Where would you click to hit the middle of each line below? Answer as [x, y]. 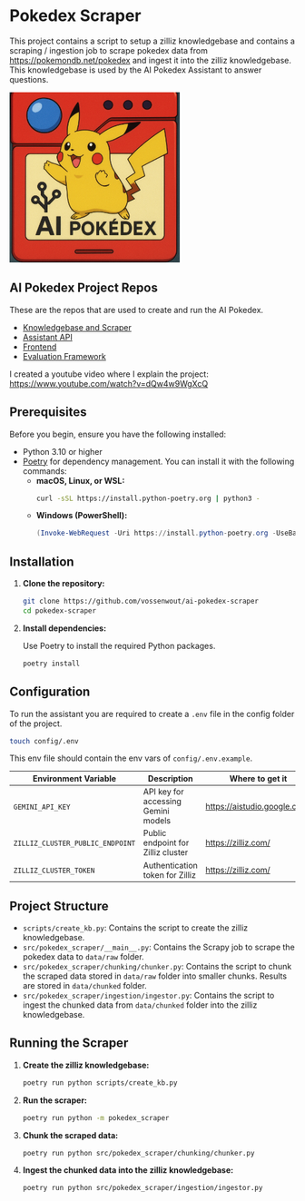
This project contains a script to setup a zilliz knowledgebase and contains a [152, 41]
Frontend [39, 347]
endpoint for [166, 843]
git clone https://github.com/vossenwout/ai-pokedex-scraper [141, 601]
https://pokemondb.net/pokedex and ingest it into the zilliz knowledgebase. [151, 60]
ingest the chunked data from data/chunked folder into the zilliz [140, 1005]
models [157, 821]
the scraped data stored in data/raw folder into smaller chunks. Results [155, 976]
